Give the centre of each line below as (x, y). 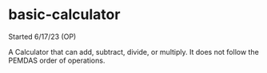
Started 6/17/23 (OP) (42, 36)
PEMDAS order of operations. (57, 60)
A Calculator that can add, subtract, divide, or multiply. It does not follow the (134, 52)
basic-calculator (64, 15)
